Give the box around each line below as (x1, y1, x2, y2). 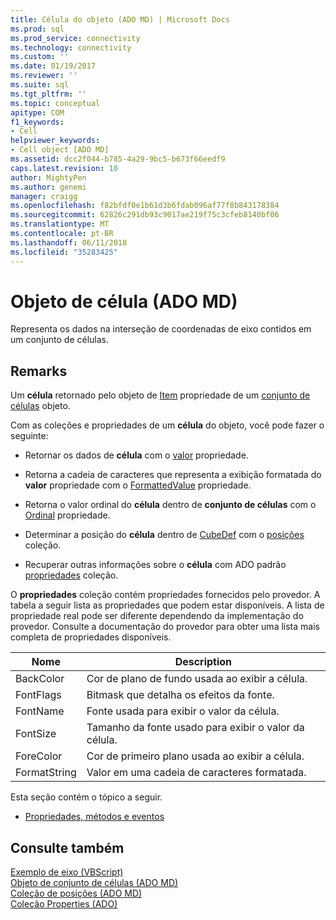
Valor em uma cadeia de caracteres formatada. (86, 766, 307, 780)
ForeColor (15, 749, 63, 763)
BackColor (15, 672, 65, 686)
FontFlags (15, 688, 62, 702)
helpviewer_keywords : (10, 136, 101, 146)
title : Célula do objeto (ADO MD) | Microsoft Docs (10, 14, 230, 25)
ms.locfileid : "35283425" (10, 247, 118, 257)
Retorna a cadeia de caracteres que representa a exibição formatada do (24, 469, 322, 481)
